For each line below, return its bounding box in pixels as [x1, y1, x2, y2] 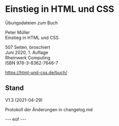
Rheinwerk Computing [5, 54, 51, 60]
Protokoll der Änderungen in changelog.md [5, 106, 93, 112]
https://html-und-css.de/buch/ [5, 69, 68, 75]
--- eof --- [5, 116, 27, 122]
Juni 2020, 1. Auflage [5, 49, 48, 55]
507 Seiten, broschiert [5, 44, 50, 50]
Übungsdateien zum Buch [5, 20, 58, 26]
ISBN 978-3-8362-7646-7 [5, 60, 58, 66]
